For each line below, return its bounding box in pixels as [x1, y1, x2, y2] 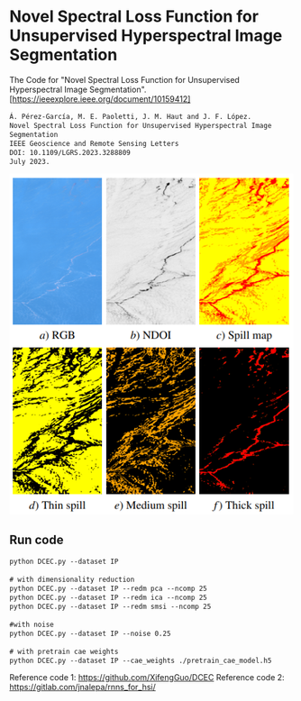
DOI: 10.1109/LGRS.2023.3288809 [9, 148, 131, 157]
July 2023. [9, 157, 50, 166]
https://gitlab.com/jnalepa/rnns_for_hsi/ [9, 682, 156, 693]
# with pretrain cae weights [9, 647, 119, 657]
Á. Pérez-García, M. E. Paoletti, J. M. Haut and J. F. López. [9, 112, 252, 121]
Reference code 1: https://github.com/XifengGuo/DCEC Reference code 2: [9, 672, 286, 683]
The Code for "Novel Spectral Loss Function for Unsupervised [9, 74, 241, 85]
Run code [9, 532, 64, 547]
